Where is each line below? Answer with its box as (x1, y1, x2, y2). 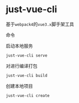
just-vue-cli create (6, 93, 50, 98)
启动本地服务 (6, 42, 33, 49)
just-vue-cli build (6, 73, 48, 78)
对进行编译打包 (6, 63, 37, 69)
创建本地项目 (6, 83, 33, 89)
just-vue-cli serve (6, 53, 48, 58)
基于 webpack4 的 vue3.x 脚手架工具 (6, 21, 74, 27)
